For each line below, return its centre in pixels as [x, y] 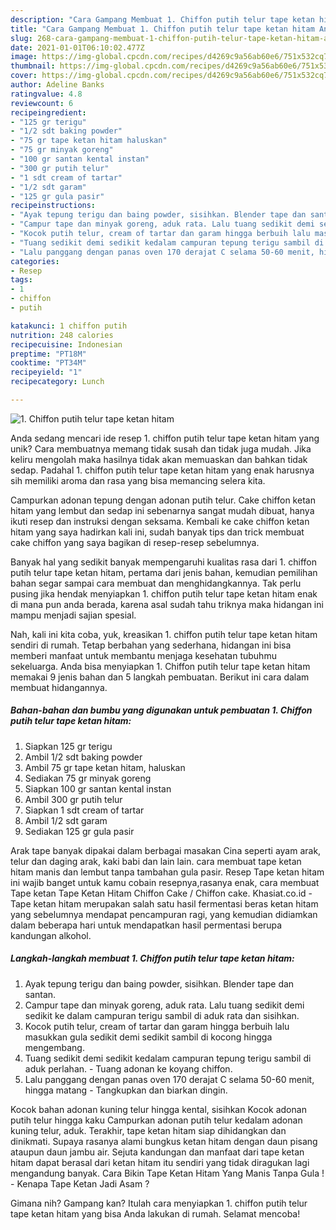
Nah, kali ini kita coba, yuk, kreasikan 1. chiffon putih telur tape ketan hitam [164, 634]
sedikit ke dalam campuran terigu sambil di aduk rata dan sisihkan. [162, 1015]
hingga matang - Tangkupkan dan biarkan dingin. [126, 1090]
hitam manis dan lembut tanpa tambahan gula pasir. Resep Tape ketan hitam [167, 872]
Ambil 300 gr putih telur [73, 799]
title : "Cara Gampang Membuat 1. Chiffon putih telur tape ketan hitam [162, 29]
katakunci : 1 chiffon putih [69, 326]
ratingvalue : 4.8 [46, 94]
